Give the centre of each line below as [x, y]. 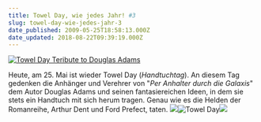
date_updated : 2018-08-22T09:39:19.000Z [76, 37]
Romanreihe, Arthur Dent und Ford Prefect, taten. [88, 109]
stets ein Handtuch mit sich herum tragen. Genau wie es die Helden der [125, 100]
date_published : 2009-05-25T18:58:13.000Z [79, 30]
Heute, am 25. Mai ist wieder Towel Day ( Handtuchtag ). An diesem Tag [124, 75]
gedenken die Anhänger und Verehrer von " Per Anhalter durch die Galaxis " [130, 83]
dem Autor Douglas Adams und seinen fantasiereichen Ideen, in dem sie [126, 92]
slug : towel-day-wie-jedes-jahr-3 [65, 23]
